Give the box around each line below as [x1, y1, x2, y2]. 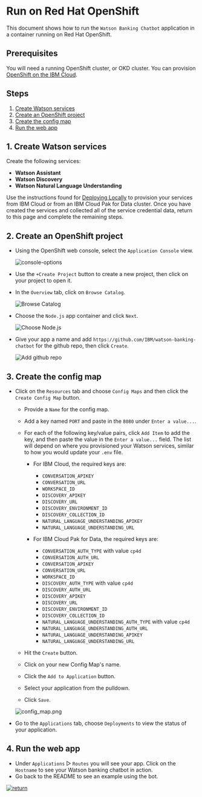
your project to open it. [15, 277, 73, 284]
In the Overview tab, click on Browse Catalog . [15, 289, 126, 296]
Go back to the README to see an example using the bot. [15, 772, 158, 780]
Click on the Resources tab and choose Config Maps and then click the [15, 388, 189, 395]
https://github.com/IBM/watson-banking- [93, 337, 197, 343]
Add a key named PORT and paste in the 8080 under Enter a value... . [24, 417, 197, 425]
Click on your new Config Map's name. [24, 661, 121, 668]
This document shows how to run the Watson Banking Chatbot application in [6, 24, 195, 32]
